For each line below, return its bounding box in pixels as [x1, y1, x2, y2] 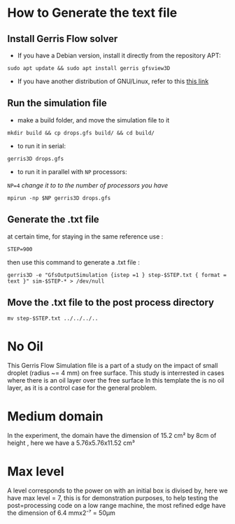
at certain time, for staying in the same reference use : [7, 232, 164, 241]
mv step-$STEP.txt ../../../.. [7, 315, 99, 323]
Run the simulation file [7, 97, 107, 109]
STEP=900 [7, 246, 33, 253]
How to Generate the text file [7, 5, 178, 21]
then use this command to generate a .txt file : [7, 257, 140, 267]
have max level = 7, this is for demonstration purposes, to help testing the [7, 494, 219, 502]
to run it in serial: [17, 141, 66, 150]
